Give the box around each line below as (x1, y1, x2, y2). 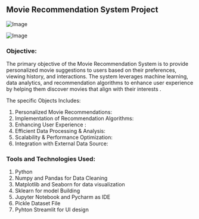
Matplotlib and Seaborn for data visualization (14, 181, 125, 188)
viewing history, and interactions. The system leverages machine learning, (6, 73, 189, 80)
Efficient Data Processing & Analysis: (14, 128, 105, 135)
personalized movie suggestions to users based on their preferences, (6, 66, 177, 74)
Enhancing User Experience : (14, 121, 86, 128)
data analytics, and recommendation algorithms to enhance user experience (6, 80, 194, 87)
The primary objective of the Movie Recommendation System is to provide (6, 61, 189, 68)
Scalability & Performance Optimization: (14, 134, 113, 141)
